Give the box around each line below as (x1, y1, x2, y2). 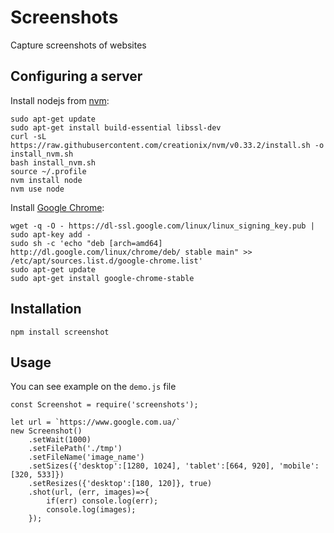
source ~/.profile (10, 166, 87, 176)
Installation (10, 301, 82, 318)
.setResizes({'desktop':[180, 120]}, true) (28, 479, 213, 489)
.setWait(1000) (28, 435, 92, 445)
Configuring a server (10, 68, 143, 85)
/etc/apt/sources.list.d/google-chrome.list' (10, 256, 203, 266)
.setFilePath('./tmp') (28, 444, 123, 454)
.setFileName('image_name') (28, 452, 145, 463)
